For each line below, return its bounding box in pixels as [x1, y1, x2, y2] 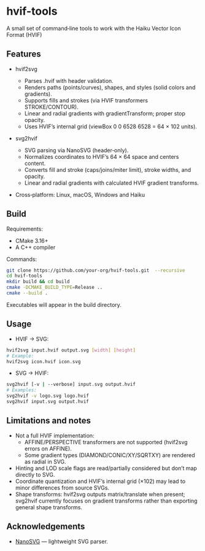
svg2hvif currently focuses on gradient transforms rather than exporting [15, 497, 198, 504]
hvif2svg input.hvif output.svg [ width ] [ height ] [6, 347, 136, 353]
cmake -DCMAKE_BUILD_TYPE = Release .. [6, 284, 103, 291]
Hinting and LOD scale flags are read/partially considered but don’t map [15, 464, 198, 472]
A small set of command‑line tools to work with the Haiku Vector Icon [6, 25, 181, 32]
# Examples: [6, 387, 37, 393]
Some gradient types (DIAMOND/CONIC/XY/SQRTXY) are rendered [24, 451, 195, 458]
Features [6, 49, 41, 60]
